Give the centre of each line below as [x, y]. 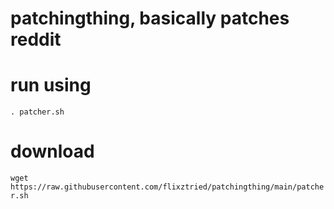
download [52, 151]
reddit [36, 39]
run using [51, 85]
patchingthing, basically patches [150, 18]
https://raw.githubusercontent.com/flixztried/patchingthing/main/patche [167, 187]
